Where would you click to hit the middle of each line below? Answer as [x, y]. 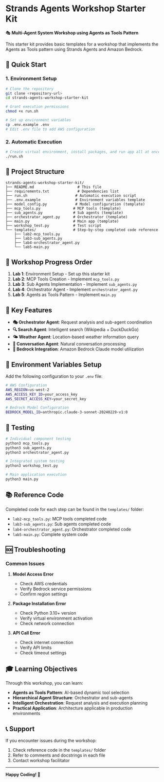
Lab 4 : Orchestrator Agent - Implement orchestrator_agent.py [75, 290]
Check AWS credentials [44, 584]
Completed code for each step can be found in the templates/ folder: [75, 509]
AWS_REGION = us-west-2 [27, 390]
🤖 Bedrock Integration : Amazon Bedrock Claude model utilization [78, 349]
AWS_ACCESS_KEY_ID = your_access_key [42, 394]
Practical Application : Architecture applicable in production [73, 708]
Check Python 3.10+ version [48, 613]
